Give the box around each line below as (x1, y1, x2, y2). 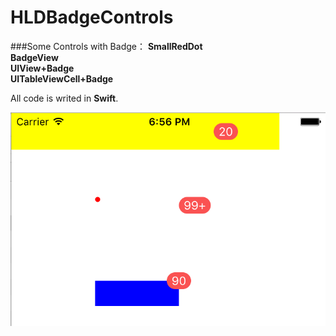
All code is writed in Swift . (10, 92, 119, 104)
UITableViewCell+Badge (10, 72, 114, 85)
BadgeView (10, 51, 59, 63)
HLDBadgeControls (10, 6, 174, 29)
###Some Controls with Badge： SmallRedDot (10, 40, 203, 52)
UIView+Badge (10, 62, 75, 74)
